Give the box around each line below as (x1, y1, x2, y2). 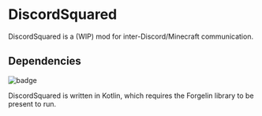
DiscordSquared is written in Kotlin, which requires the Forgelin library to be (8, 91, 254, 100)
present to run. (8, 99, 57, 108)
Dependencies (8, 54, 81, 68)
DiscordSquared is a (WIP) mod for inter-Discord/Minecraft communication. (8, 32, 254, 41)
